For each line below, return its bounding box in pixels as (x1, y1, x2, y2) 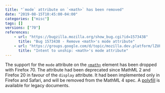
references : (5, 30, 29, 35)
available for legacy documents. (5, 82, 70, 88)
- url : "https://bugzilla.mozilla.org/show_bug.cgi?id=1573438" (14, 35, 148, 40)
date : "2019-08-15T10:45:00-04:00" (5, 12, 78, 17)
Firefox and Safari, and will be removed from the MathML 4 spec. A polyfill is (5, 77, 160, 83)
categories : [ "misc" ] (5, 16, 50, 21)
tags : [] (5, 21, 23, 26)
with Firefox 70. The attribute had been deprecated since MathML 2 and (5, 67, 151, 72)
